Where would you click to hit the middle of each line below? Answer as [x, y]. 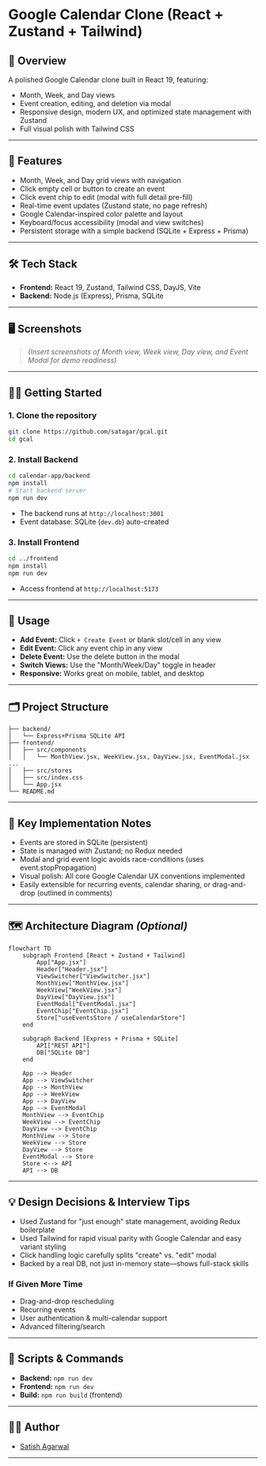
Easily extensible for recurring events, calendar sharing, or [115, 885]
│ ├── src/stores [40, 771]
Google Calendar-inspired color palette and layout [101, 214]
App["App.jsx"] [62, 962]
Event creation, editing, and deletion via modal [95, 103]
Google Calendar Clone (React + [116, 15]
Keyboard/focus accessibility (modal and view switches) [112, 222]
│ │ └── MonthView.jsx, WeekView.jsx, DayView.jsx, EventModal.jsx [129, 757]
